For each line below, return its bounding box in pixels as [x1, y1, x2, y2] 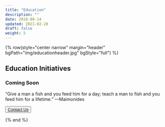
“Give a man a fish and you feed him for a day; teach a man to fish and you [5, 91, 160, 97]
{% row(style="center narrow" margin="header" [5, 45, 106, 50]
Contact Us [8, 106, 29, 112]
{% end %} [5, 116, 29, 123]
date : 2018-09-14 [5, 17, 42, 22]
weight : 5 [5, 31, 26, 36]
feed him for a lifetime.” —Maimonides [5, 96, 85, 102]
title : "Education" [5, 7, 46, 13]
